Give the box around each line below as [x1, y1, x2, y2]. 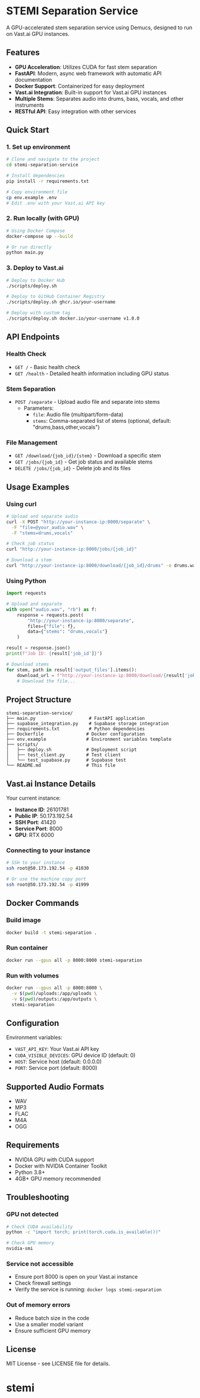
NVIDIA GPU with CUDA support [14, 1156, 94, 1163]
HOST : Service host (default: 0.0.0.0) [14, 1058, 102, 1065]
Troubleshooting [6, 1192, 70, 1202]
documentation [14, 76, 52, 83]
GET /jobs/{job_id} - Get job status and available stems [14, 458, 153, 466]
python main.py [6, 249, 44, 256]
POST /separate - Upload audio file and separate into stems [14, 398, 160, 405]
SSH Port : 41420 [14, 819, 57, 826]
